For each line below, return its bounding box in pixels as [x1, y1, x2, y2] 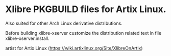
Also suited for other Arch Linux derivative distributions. [5, 20, 123, 26]
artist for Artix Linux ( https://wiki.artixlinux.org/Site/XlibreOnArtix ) [5, 45, 143, 51]
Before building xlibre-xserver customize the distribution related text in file [5, 30, 162, 36]
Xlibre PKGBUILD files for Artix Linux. [5, 4, 166, 15]
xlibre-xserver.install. [5, 35, 50, 41]
